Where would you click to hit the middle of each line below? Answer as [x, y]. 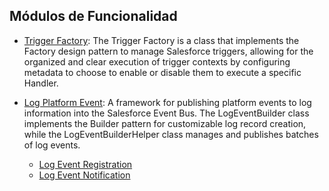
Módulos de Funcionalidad [93, 16]
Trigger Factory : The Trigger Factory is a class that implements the [161, 40]
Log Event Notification [84, 175]
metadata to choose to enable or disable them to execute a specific [162, 72]
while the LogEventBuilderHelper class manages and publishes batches [171, 134]
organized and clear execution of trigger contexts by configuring [157, 61]
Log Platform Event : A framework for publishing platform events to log [167, 102]
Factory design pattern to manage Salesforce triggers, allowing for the [168, 51]
